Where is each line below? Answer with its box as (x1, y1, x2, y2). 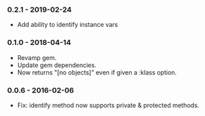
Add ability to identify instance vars (17, 21, 119, 29)
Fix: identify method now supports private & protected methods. (17, 101, 199, 109)
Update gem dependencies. (17, 61, 97, 69)
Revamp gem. (17, 53, 57, 61)
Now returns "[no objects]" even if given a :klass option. (17, 68, 177, 77)
